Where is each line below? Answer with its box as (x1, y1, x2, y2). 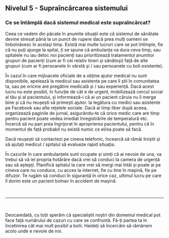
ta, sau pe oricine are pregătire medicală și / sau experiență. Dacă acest (5, 83, 154, 89)
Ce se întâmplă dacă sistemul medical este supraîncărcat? (5, 19, 151, 26)
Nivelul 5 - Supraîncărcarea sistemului (5, 4, 128, 13)
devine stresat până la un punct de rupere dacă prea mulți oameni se (5, 36, 148, 42)
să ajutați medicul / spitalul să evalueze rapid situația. (5, 141, 116, 147)
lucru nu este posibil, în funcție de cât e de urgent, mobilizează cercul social (5, 88, 163, 95)
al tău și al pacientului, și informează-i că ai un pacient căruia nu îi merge (5, 94, 156, 100)
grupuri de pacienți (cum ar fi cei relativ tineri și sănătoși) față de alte (5, 57, 148, 64)
